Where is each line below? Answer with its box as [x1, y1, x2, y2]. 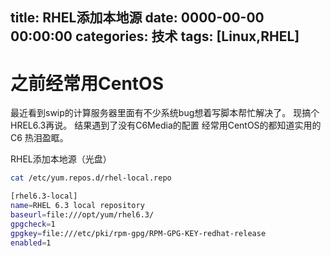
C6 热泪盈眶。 [10, 132, 69, 144]
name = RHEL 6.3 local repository [10, 201, 145, 211]
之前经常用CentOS [10, 72, 164, 95]
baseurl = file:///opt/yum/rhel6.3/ [10, 209, 155, 220]
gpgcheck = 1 [10, 219, 56, 229]
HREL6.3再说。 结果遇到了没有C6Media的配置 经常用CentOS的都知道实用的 [10, 119, 322, 132]
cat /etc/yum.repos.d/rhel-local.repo [10, 173, 172, 183]
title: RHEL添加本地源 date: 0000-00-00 [10, 9, 265, 27]
